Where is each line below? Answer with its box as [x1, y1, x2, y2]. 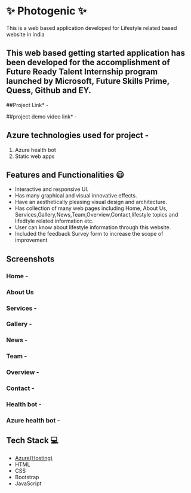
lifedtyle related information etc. [14, 217, 94, 225]
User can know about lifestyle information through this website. [14, 224, 171, 231]
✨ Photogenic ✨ [6, 4, 87, 18]
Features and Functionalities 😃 [6, 169, 124, 180]
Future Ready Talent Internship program [6, 67, 158, 77]
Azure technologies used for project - [6, 130, 149, 141]
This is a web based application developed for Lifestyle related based [6, 24, 177, 31]
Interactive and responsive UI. [14, 185, 89, 193]
